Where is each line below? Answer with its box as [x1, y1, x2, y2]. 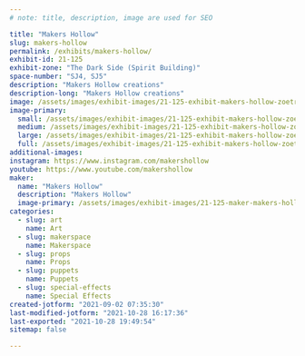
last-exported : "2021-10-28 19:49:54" [9, 317, 156, 326]
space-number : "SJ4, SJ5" [9, 72, 107, 82]
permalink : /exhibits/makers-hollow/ [9, 46, 152, 55]
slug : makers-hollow [9, 38, 88, 47]
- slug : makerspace [17, 232, 92, 242]
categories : [9, 207, 54, 216]
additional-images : [9, 148, 84, 157]
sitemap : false [9, 325, 67, 334]
